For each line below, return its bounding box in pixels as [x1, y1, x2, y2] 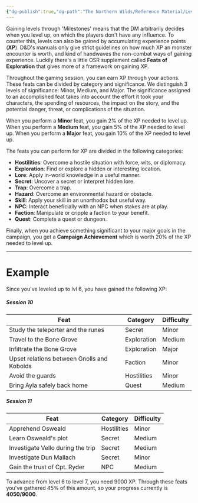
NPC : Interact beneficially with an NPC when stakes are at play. [14, 202, 169, 210]
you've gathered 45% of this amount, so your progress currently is [6, 484, 168, 491]
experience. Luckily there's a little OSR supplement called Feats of [6, 56, 168, 63]
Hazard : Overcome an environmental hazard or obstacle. [14, 190, 153, 197]
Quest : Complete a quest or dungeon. [14, 215, 107, 223]
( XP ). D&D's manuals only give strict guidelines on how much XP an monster [6, 44, 192, 51]
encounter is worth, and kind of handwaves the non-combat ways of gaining [6, 50, 192, 57]
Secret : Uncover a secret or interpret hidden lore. [14, 178, 136, 185]
